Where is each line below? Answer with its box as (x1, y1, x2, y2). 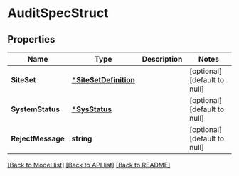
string (71, 133, 92, 143)
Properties (7, 33, 55, 45)
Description (142, 55, 183, 64)
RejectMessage (11, 133, 65, 143)
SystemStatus (11, 104, 60, 114)
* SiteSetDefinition (71, 75, 135, 84)
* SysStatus (71, 104, 112, 114)
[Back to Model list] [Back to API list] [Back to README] (7, 161, 171, 169)
